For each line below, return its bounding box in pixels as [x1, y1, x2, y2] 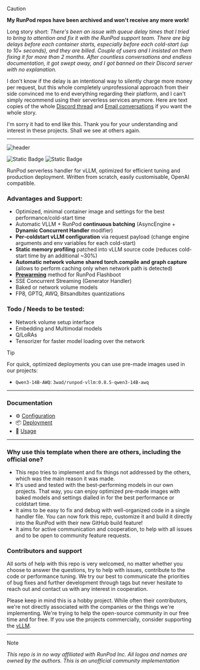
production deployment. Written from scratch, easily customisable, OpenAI [7, 174, 189, 180]
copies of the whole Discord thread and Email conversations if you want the [7, 103, 192, 109]
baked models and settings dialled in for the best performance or [15, 494, 174, 501]
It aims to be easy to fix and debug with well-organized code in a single [15, 507, 191, 514]
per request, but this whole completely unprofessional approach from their [7, 84, 189, 91]
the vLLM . [7, 622, 31, 630]
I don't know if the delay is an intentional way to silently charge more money [7, 77, 192, 84]
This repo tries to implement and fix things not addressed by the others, [15, 469, 191, 476]
